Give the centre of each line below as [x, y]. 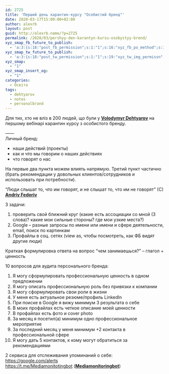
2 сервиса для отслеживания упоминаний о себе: [59, 355]
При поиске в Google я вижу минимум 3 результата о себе [76, 303]
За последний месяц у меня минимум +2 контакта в [69, 330]
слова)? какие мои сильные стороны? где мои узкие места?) [78, 220]
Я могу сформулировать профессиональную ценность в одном [81, 276]
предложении [27, 281]
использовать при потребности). [41, 180]
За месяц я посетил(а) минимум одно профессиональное [75, 319]
